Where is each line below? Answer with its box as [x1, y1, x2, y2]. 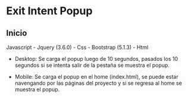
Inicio [6, 28, 27, 38]
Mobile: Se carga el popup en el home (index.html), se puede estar [14, 73, 178, 80]
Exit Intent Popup [6, 4, 93, 18]
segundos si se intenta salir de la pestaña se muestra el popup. [14, 61, 170, 69]
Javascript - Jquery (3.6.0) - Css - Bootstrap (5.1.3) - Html [6, 44, 149, 51]
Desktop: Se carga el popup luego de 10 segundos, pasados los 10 [14, 55, 178, 62]
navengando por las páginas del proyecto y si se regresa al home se [14, 79, 183, 86]
